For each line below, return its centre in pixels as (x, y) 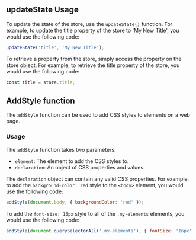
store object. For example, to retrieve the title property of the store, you (93, 65)
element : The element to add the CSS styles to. (72, 161)
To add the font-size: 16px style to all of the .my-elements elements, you (95, 213)
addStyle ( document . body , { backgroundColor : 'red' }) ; (75, 202)
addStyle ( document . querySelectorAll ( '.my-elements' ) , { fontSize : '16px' (99, 231)
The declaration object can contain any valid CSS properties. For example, (98, 179)
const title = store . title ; (41, 82)
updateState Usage (42, 10)
